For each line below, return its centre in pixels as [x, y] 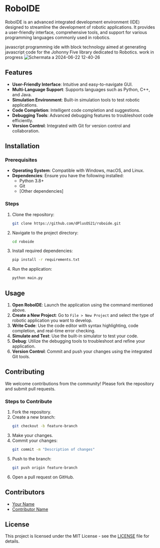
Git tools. [21, 357]
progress [14, 57]
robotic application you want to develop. [52, 320]
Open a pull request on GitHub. [43, 477]
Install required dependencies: [42, 251]
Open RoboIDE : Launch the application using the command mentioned [82, 305]
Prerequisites [21, 160]
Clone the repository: [33, 214]
